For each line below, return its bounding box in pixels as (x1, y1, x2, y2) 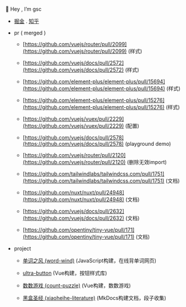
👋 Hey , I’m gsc (5, 6, 42, 12)
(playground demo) (125, 141, 171, 147)
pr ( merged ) (13, 29, 46, 36)
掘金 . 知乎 (13, 18, 39, 25)
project (13, 245, 31, 252)
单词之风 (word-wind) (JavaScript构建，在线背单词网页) (22, 257, 157, 264)
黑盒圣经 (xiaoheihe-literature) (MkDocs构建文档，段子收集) (22, 295, 167, 301)
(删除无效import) (127, 159, 167, 165)
